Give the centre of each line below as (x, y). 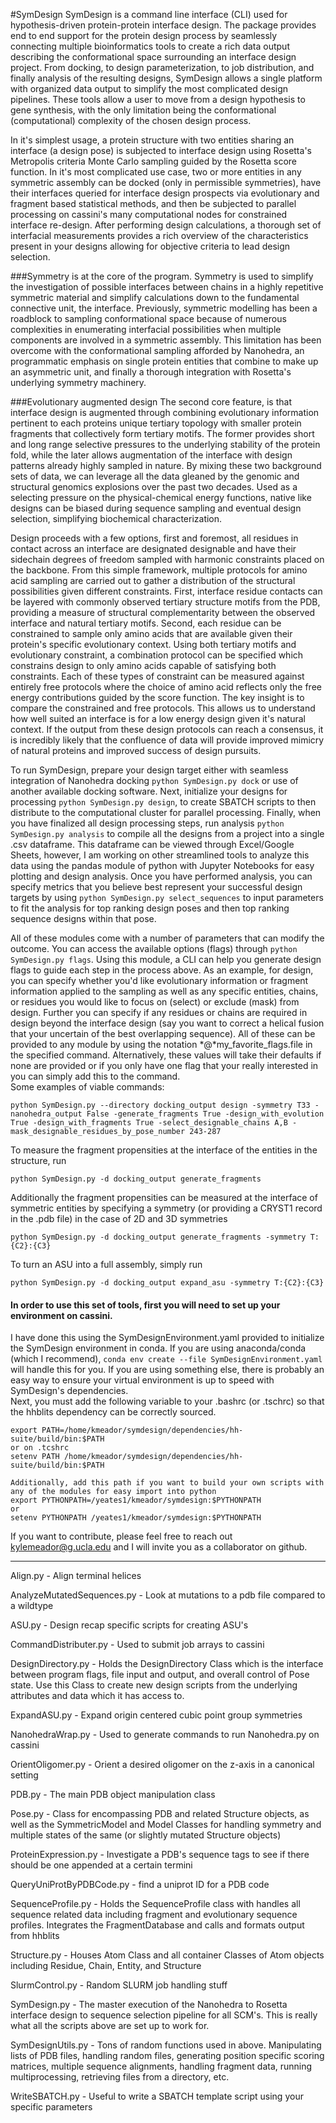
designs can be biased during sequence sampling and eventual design (156, 508)
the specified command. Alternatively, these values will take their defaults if (166, 1055)
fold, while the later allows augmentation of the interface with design (151, 455)
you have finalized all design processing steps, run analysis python (147, 823)
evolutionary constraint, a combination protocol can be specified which (157, 655)
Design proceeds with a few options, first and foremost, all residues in (154, 538)
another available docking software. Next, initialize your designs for (149, 791)
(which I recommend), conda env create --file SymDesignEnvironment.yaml (166, 1359)
